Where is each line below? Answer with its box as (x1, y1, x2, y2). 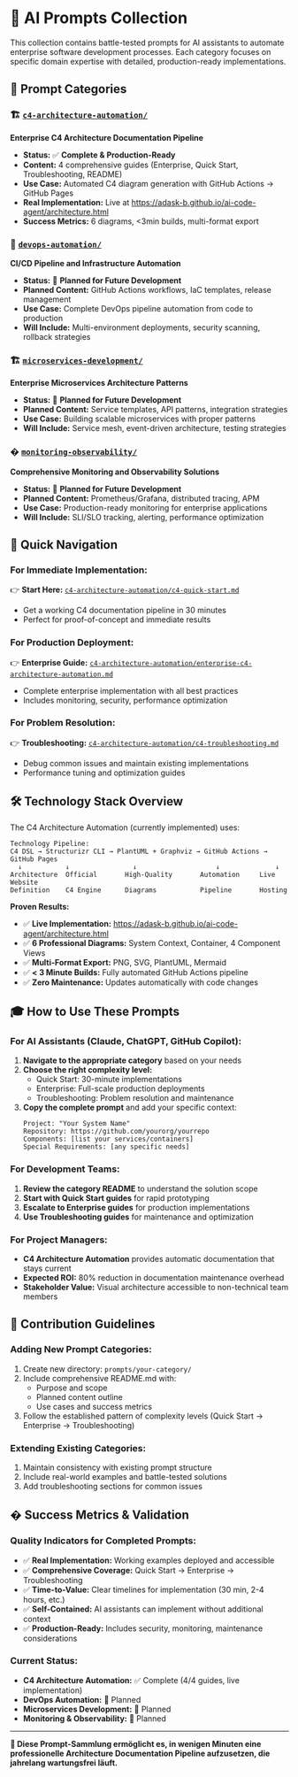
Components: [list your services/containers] (22, 1135, 194, 1144)
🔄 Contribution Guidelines (10, 1317, 156, 1332)
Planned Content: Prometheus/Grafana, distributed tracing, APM (22, 493, 260, 504)
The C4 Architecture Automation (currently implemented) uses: (10, 822, 241, 833)
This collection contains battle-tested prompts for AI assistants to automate (10, 37, 285, 48)
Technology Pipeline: (10, 839, 90, 848)
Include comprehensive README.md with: (22, 1373, 177, 1383)
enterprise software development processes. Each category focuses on (10, 46, 271, 57)
